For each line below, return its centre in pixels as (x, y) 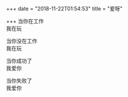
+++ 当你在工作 (25, 21)
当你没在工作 (22, 41)
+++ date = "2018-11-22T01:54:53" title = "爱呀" (64, 9)
